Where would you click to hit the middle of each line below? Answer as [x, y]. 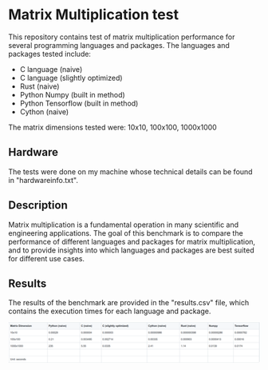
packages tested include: [50, 54]
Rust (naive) [39, 86]
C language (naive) [51, 69]
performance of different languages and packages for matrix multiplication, [132, 241]
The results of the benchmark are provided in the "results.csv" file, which [129, 303]
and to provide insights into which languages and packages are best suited [131, 250]
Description [38, 205]
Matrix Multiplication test [94, 15]
